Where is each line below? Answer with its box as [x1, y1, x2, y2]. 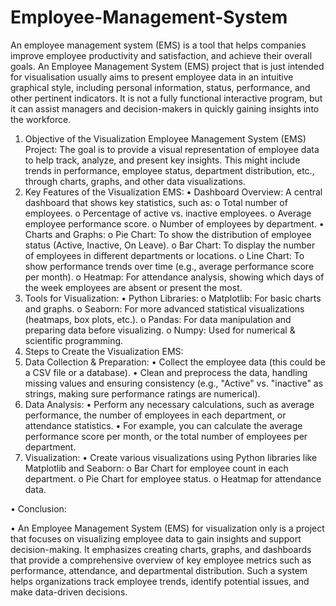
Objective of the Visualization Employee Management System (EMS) [24, 132, 307, 145]
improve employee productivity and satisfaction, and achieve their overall [10, 49, 313, 61]
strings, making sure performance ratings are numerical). [24, 387, 261, 400]
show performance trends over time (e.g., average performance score [24, 260, 315, 272]
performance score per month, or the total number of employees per [24, 430, 308, 442]
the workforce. [10, 113, 72, 125]
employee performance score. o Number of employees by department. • [24, 217, 325, 230]
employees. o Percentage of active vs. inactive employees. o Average [24, 207, 312, 219]
